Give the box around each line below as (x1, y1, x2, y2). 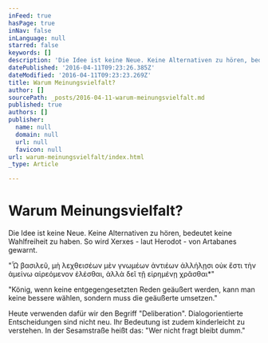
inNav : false (8, 26, 52, 34)
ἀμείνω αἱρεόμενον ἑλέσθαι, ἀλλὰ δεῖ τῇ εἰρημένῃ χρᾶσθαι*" (8, 269, 215, 279)
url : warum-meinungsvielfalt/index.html (8, 153, 145, 161)
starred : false (8, 42, 59, 50)
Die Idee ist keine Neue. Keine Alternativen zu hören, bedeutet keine (8, 229, 233, 238)
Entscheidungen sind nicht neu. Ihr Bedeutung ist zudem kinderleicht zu (8, 317, 245, 327)
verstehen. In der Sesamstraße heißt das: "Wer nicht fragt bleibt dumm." (8, 325, 246, 336)
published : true (8, 101, 62, 109)
